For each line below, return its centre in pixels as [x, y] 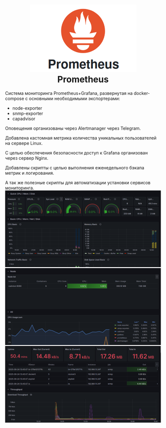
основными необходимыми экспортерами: [74, 98]
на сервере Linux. [24, 143]
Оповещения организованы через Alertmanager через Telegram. [73, 128]
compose [15, 98]
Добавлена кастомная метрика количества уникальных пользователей [81, 138]
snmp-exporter [28, 113]
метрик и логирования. [30, 173]
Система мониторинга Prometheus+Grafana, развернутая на [69, 93]
